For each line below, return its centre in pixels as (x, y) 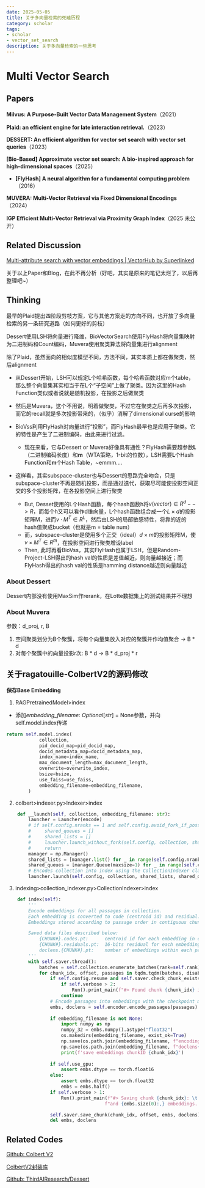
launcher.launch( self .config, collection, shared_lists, (102, 877)
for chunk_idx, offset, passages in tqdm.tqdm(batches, (111, 973)
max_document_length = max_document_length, (94, 763)
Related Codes (35, 1139)
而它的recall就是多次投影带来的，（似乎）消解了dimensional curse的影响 (105, 413)
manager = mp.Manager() (58, 854)
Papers (20, 99)
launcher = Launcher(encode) (65, 820)
